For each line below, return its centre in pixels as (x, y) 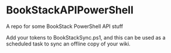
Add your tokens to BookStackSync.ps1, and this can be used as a (86, 37)
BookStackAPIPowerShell (70, 10)
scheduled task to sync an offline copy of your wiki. (68, 44)
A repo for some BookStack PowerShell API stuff (65, 26)
